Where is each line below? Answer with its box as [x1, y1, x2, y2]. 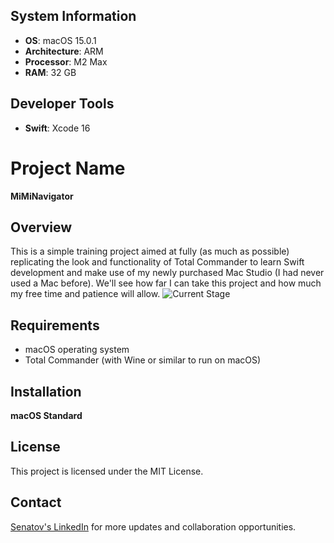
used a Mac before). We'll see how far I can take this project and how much [10, 277, 322, 289]
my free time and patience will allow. [10, 288, 161, 300]
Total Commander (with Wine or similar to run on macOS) [24, 354, 262, 366]
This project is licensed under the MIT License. [10, 465, 204, 477]
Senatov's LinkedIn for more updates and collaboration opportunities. [10, 520, 297, 533]
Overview [10, 219, 73, 236]
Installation [10, 383, 82, 400]
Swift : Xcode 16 [24, 122, 91, 134]
